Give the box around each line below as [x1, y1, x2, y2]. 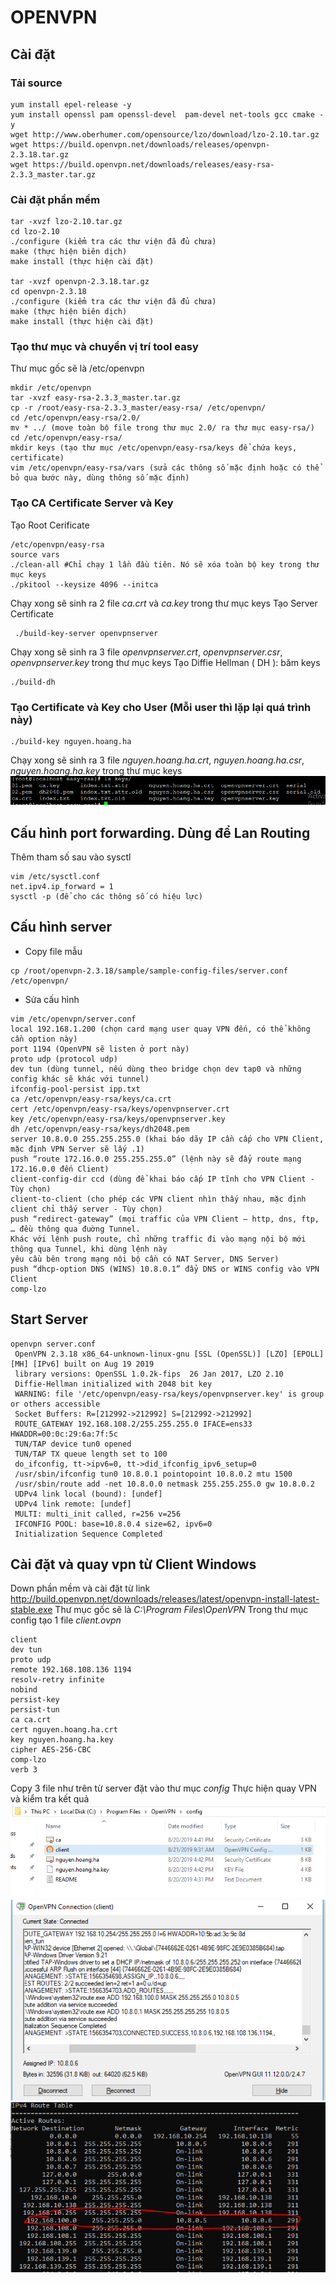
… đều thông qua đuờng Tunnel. [10, 1224, 141, 1234]
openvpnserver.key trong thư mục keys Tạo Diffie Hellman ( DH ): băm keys [10, 656, 321, 668]
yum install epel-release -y [10, 99, 132, 110]
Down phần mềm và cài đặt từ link [10, 1582, 151, 1595]
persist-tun [10, 1705, 60, 1715]
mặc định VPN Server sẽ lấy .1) [10, 1144, 145, 1154]
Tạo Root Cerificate [10, 519, 90, 531]
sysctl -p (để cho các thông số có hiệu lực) [10, 891, 203, 901]
